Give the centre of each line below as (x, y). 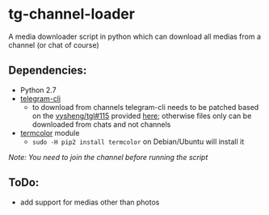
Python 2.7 (38, 90)
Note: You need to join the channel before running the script (108, 157)
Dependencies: (48, 71)
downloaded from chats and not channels (101, 124)
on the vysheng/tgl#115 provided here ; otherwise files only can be (142, 116)
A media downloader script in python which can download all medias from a (134, 36)
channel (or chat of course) (54, 44)
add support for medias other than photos (90, 202)
